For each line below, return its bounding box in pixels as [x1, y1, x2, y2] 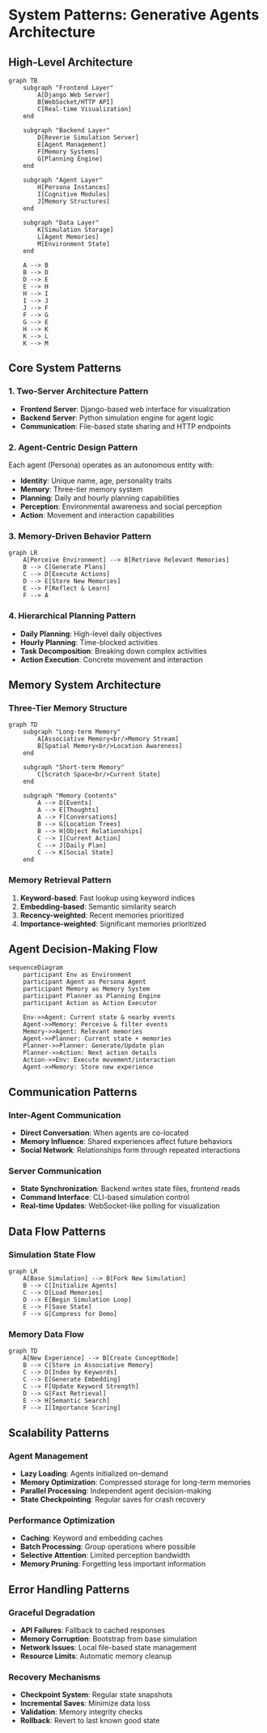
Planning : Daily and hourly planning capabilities [19, 492, 180, 502]
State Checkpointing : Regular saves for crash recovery [19, 1494, 206, 1504]
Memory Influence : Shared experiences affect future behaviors [19, 1137, 233, 1146]
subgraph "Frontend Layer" [23, 84, 114, 92]
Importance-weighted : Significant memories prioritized [19, 918, 206, 928]
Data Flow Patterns [8, 1224, 107, 1238]
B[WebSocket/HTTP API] [37, 98, 114, 106]
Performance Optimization [8, 1515, 116, 1526]
